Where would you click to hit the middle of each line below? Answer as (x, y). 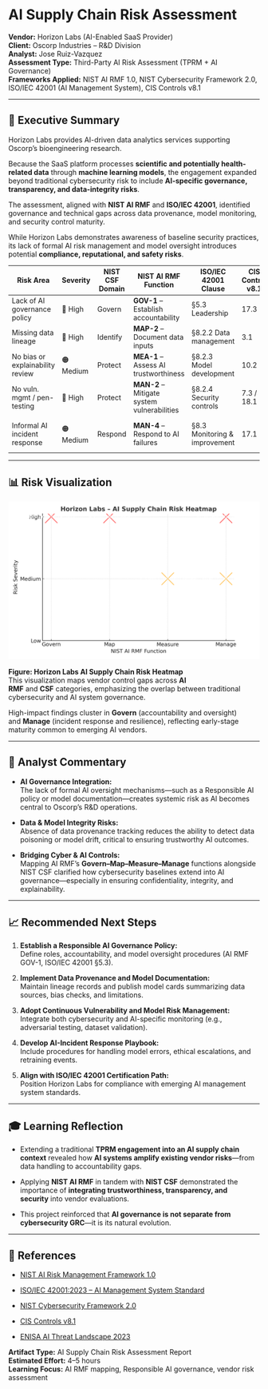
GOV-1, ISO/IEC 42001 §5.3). (67, 963)
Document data (158, 336)
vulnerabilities (156, 410)
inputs (143, 345)
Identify (110, 336)
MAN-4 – (149, 426)
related (20, 172)
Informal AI (30, 426)
